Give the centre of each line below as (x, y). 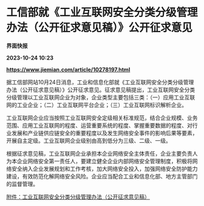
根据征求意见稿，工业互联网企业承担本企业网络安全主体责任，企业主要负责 (99, 153)
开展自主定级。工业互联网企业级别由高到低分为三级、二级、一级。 (89, 140)
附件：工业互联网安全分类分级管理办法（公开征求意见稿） (78, 197)
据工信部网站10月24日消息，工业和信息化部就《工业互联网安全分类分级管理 (100, 82)
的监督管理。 (22, 184)
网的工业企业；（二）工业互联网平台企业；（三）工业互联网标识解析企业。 (97, 105)
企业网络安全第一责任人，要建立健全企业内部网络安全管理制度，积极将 (104, 161)
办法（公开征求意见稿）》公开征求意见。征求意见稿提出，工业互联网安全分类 (101, 89)
